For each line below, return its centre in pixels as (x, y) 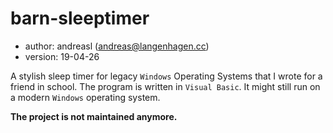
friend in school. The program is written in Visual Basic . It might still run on (165, 86)
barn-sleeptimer (80, 18)
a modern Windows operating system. (85, 97)
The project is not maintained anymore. (94, 116)
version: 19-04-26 (62, 56)
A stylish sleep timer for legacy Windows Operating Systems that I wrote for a (166, 76)
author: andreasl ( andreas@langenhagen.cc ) (117, 46)
